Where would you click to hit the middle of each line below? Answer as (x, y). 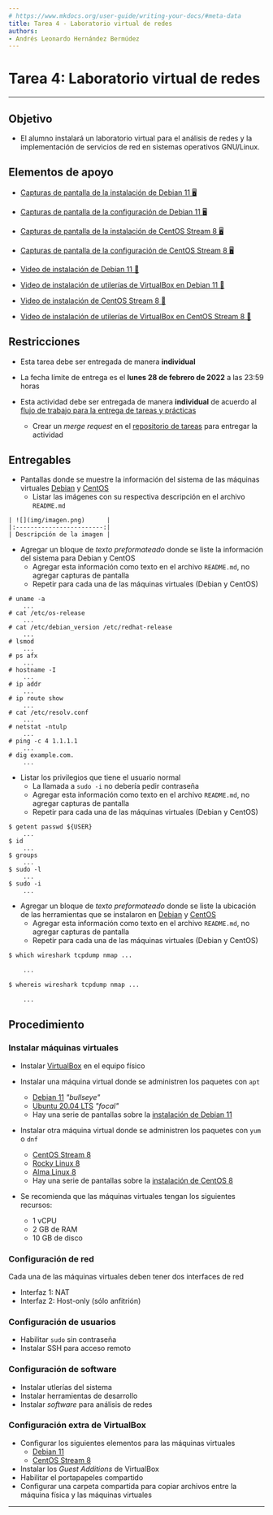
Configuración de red (52, 1258)
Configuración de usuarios (62, 1322)
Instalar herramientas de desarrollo (79, 1396)
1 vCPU (44, 1220)
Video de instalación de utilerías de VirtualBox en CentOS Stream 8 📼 (136, 316)
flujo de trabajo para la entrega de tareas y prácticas (108, 410)
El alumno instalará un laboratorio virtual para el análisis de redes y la (136, 138)
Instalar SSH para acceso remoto (76, 1348)
